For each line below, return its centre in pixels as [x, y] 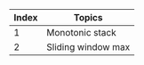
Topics [88, 17]
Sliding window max [88, 47]
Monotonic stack [82, 32]
